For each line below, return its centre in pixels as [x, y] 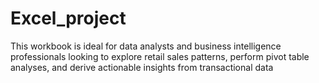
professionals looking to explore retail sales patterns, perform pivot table [160, 56]
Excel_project [68, 18]
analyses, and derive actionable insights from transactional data [142, 67]
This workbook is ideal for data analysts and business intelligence [146, 46]
